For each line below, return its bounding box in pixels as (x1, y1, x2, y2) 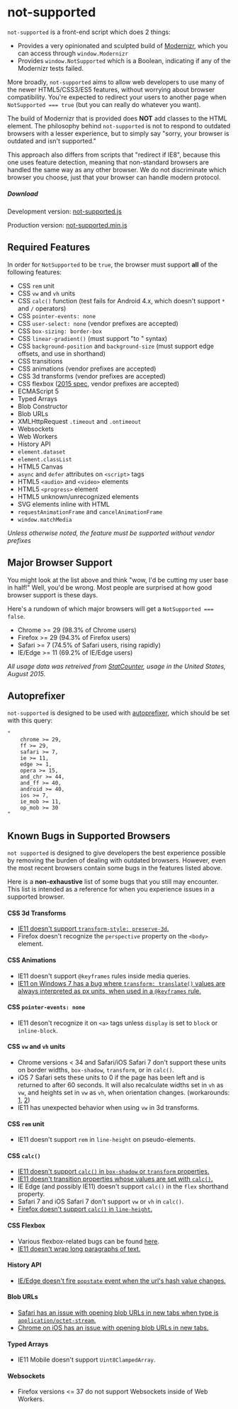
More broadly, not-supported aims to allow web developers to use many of (7, 77, 225, 86)
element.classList (17, 456, 72, 463)
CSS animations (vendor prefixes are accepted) (17, 364, 157, 373)
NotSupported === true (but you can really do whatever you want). (7, 100, 201, 108)
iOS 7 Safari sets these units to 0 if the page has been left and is (17, 1073, 205, 1082)
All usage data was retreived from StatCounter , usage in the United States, (7, 662, 226, 670)
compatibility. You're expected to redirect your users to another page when (7, 93, 227, 101)
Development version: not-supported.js (7, 207, 122, 215)
